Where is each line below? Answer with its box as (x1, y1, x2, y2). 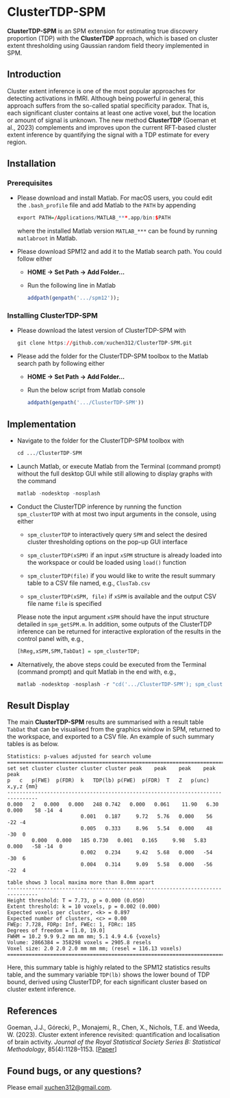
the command (16, 476, 57, 484)
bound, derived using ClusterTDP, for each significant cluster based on (7, 978, 207, 986)
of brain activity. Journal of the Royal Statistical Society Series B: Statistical (7, 1038, 220, 1047)
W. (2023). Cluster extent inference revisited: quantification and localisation (7, 1031, 220, 1039)
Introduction (7, 69, 62, 80)
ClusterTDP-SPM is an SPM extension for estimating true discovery (7, 27, 199, 35)
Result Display (7, 699, 70, 711)
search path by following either (16, 360, 105, 368)
